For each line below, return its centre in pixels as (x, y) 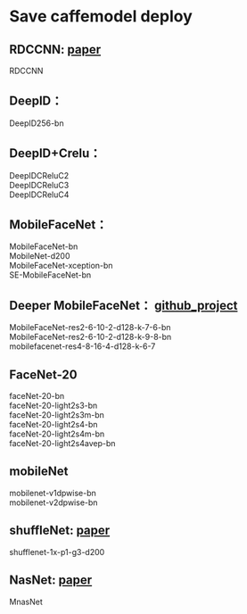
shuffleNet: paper (60, 531)
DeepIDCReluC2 (39, 175)
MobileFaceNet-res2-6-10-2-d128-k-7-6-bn (90, 328)
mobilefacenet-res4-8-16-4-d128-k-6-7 (82, 346)
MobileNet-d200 (40, 256)
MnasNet (26, 602)
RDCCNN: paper (55, 50)
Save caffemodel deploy (101, 17)
